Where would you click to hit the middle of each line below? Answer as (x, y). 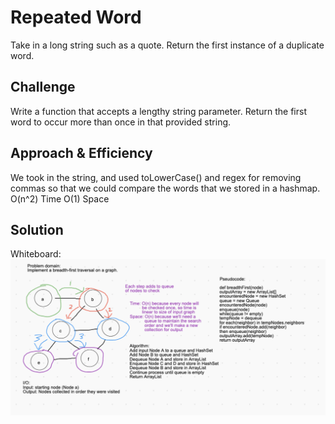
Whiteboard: (36, 254)
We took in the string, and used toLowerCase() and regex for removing (156, 177)
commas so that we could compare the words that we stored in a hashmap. (165, 188)
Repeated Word (76, 17)
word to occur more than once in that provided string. (121, 122)
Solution (37, 229)
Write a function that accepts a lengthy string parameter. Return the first (158, 111)
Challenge (43, 87)
